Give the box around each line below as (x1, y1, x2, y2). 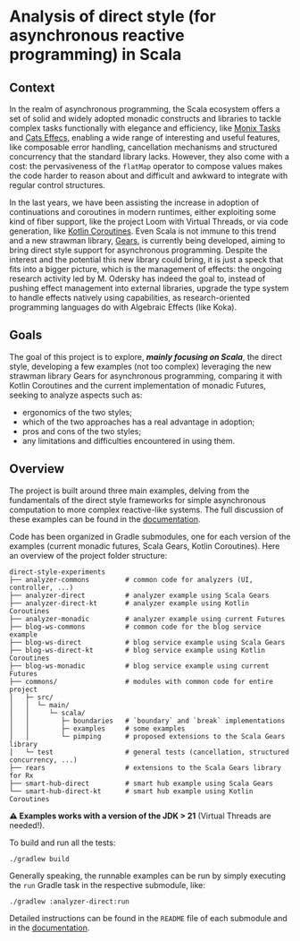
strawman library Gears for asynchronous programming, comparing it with (9, 370, 283, 381)
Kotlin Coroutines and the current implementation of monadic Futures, (9, 380, 266, 390)
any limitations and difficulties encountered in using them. (21, 435, 236, 446)
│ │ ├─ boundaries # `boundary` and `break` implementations (9, 716, 286, 725)
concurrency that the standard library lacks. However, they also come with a (9, 151, 290, 162)
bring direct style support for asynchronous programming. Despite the (9, 244, 268, 255)
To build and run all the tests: (9, 837, 116, 848)
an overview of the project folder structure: (9, 550, 168, 560)
